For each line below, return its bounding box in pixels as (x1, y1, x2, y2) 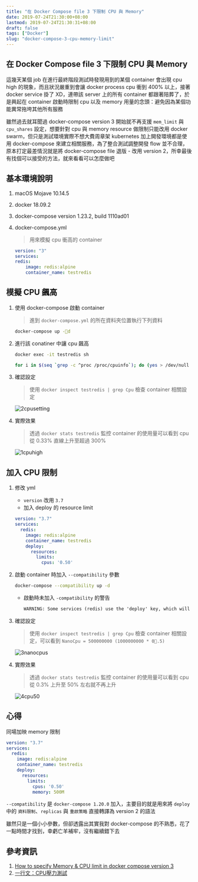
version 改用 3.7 (23, 497, 64, 504)
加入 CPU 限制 (6, 467, 58, 478)
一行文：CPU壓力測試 (14, 870, 68, 877)
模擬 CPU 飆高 (6, 287, 58, 297)
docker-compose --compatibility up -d (14, 583, 110, 589)
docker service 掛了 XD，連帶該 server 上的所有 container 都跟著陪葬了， (6, 91, 184, 98)
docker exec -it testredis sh (14, 352, 90, 357)
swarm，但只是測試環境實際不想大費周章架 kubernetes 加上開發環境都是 (6, 132, 182, 140)
